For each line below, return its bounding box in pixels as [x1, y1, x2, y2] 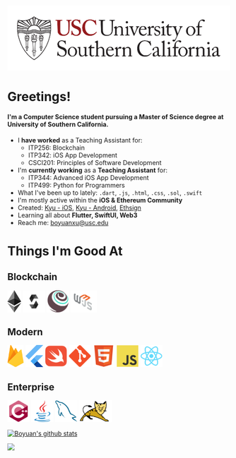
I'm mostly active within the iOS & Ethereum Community [17, 195, 183, 204]
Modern [7, 326, 43, 338]
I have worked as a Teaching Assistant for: [17, 135, 143, 144]
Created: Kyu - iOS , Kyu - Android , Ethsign [17, 203, 141, 212]
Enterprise [7, 381, 55, 393]
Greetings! [7, 89, 71, 105]
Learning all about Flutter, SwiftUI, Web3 [17, 210, 138, 219]
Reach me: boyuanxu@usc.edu [17, 218, 109, 227]
